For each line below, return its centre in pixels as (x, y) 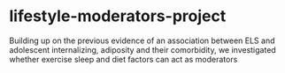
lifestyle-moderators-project (118, 16)
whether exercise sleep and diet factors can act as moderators (123, 59)
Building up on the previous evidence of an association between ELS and (142, 40)
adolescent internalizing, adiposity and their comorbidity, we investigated (142, 49)
